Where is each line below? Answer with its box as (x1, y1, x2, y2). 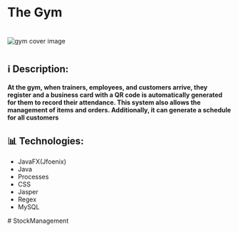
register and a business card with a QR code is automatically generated (7, 90, 223, 100)
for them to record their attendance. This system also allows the (7, 98, 201, 107)
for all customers (7, 113, 59, 122)
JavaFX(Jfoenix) (17, 157, 66, 166)
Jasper (17, 187, 39, 196)
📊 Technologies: (7, 135, 84, 147)
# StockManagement (7, 216, 69, 225)
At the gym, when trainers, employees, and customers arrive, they (7, 83, 208, 92)
